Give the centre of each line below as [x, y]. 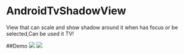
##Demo [17, 46]
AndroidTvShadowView [66, 11]
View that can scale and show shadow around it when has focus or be [92, 27]
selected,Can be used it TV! [40, 33]
